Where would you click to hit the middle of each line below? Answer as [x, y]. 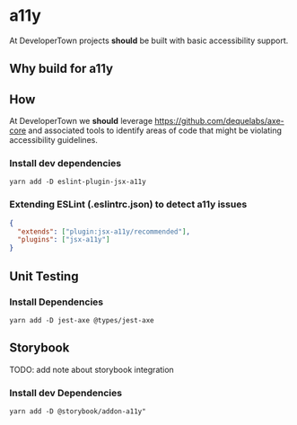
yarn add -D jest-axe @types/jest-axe [82, 320]
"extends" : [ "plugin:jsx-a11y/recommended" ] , [104, 231]
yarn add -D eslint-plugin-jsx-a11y [78, 182]
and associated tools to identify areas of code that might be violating [155, 130]
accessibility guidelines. [54, 140]
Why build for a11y [61, 69]
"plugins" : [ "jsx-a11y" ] [64, 240]
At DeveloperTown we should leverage [81, 121]
